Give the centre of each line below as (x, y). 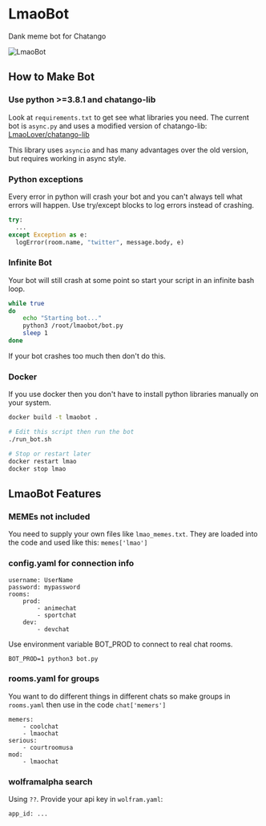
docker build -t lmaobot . (53, 418)
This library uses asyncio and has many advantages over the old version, (129, 150)
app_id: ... (28, 814)
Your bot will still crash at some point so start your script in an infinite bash (131, 280)
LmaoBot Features (55, 494)
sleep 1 (35, 334)
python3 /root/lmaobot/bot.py (73, 326)
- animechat (57, 608)
